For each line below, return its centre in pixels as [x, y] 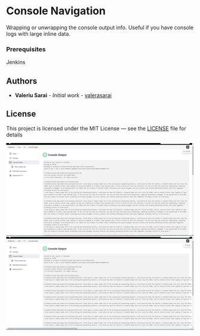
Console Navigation [56, 11]
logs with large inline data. [38, 33]
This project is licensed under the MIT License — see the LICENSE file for [96, 128]
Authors [22, 81]
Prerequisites [26, 49]
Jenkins [16, 62]
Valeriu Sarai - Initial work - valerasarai [63, 95]
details [14, 135]
